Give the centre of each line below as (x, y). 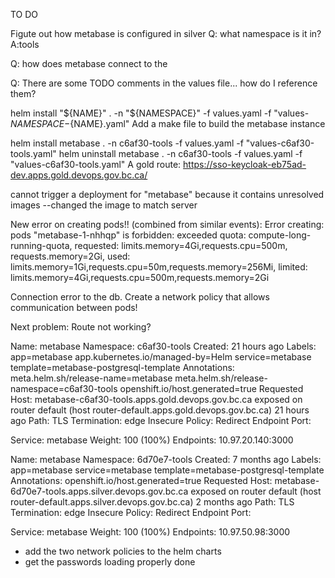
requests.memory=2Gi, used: (70, 256)
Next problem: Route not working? (81, 327)
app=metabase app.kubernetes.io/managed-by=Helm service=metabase (161, 357)
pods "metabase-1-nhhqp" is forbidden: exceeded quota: (128, 235)
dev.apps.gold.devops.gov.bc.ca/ (79, 175)
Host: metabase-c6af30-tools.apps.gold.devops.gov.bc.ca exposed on (156, 399)
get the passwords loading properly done (110, 562)
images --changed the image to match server (104, 205)
